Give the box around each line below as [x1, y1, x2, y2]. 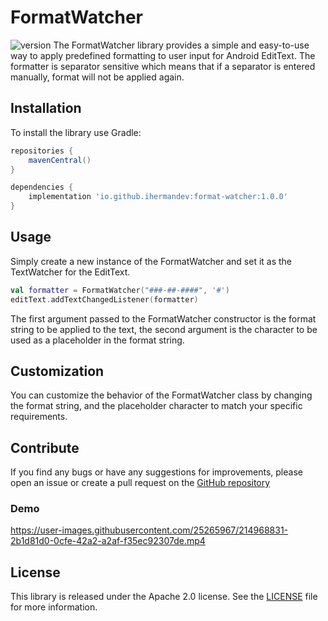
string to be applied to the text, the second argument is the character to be [10, 323, 318, 335]
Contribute [10, 439, 80, 456]
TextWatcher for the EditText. [10, 266, 131, 278]
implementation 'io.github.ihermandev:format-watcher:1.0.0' [28, 192, 288, 202]
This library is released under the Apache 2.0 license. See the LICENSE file [10, 591, 318, 603]
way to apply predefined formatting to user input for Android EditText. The [10, 49, 316, 61]
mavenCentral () [28, 155, 92, 165]
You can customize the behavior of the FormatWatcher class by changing [10, 389, 313, 401]
